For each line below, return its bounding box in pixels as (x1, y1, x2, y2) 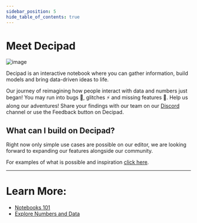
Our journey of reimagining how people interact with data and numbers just (6, 87, 188, 94)
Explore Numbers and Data (14, 210, 80, 217)
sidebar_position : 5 (6, 8, 57, 15)
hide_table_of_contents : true (6, 14, 80, 20)
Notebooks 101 (14, 204, 50, 211)
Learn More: (6, 185, 67, 198)
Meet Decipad (6, 39, 76, 53)
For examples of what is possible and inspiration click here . (6, 159, 150, 166)
